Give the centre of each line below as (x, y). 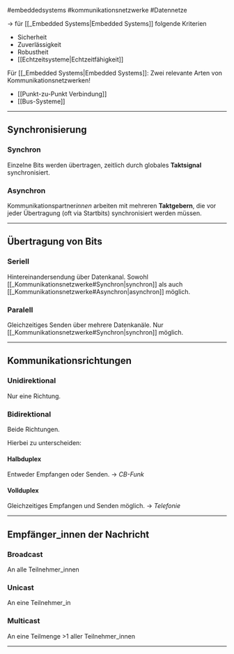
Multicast (24, 621)
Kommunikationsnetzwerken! (49, 80)
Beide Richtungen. (34, 429)
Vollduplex (23, 490)
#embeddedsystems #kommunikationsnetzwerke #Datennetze (97, 10)
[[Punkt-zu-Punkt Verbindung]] (62, 94)
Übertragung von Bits (55, 241)
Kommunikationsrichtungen (70, 361)
